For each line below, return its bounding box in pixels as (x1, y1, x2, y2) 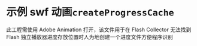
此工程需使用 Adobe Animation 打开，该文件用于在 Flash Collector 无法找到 (6, 26, 192, 33)
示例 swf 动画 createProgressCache (6, 5, 175, 19)
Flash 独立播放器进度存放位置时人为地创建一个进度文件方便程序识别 (6, 33, 174, 40)
